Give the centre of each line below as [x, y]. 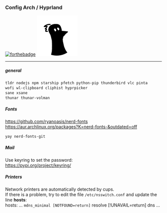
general [13, 70]
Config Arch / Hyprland [34, 7]
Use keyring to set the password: [39, 160]
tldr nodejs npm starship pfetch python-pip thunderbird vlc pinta [77, 83]
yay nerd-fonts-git [25, 137]
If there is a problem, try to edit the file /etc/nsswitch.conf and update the [81, 195]
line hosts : [16, 200]
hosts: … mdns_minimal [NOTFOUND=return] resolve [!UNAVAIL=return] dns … [83, 205]
